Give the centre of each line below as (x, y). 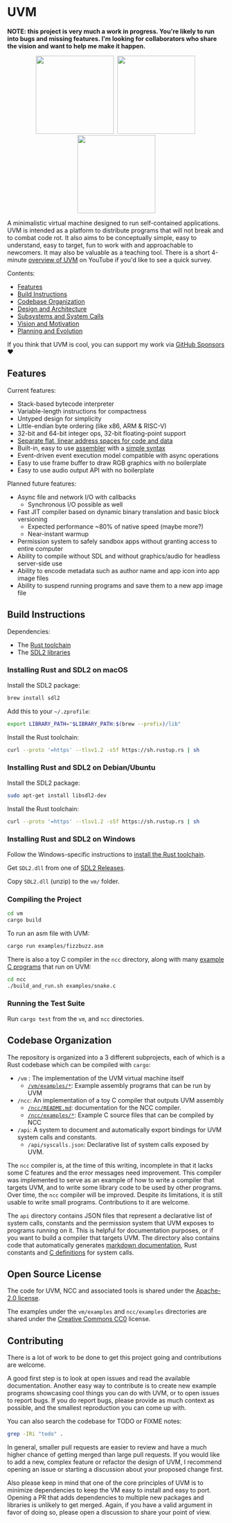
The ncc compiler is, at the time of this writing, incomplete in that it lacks (110, 1165)
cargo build (24, 920)
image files (33, 578)
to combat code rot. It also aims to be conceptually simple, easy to (102, 237)
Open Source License (54, 1274)
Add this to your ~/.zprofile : (49, 711)
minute (17, 259)
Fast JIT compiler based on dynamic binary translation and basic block (118, 511)
